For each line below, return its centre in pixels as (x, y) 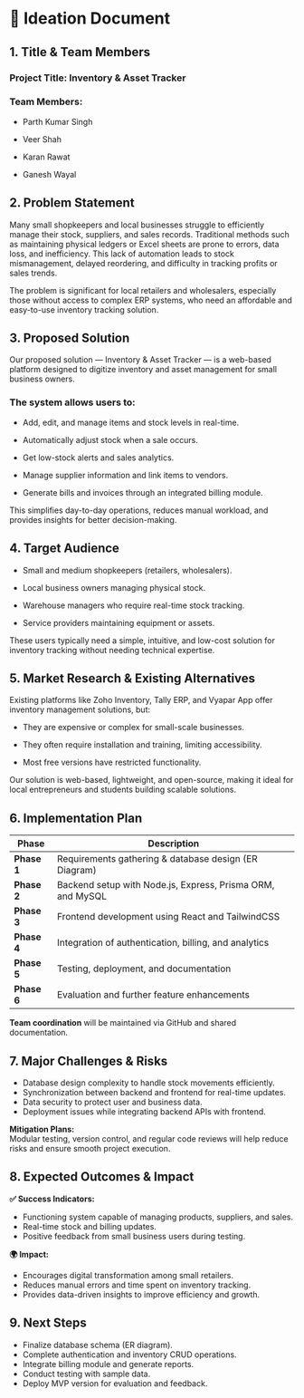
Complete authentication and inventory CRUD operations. (129, 1355)
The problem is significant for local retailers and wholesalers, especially (143, 290)
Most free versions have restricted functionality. (112, 762)
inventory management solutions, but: (80, 709)
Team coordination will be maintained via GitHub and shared (123, 1023)
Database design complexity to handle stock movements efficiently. (149, 1083)
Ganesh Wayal (49, 174)
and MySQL (82, 896)
